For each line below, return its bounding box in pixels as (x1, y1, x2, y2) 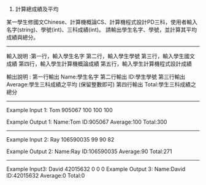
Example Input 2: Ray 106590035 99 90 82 (6, 136, 115, 143)
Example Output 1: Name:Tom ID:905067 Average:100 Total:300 (6, 118, 167, 126)
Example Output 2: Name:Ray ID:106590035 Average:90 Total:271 (6, 148, 172, 155)
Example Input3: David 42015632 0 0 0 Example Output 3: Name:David (6, 165, 186, 173)
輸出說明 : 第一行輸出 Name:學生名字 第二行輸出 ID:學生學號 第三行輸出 (6, 73, 186, 80)
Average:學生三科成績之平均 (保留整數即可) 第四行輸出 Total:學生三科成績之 (6, 81, 196, 88)
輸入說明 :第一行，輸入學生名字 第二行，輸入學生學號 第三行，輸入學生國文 (6, 53, 195, 59)
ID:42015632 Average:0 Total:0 (6, 172, 85, 179)
